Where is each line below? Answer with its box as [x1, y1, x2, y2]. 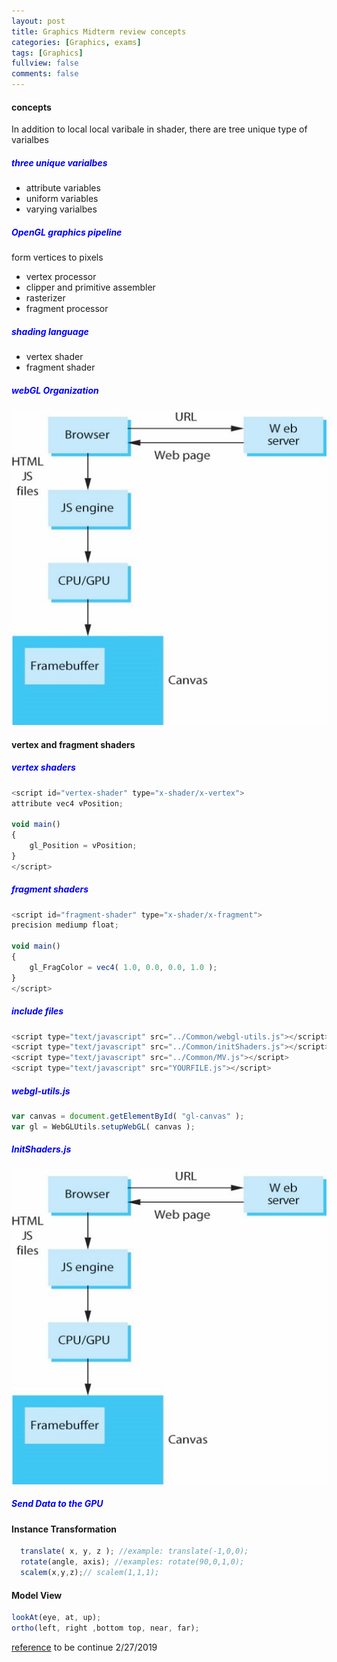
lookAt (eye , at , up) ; [11, 1613, 102, 1623]
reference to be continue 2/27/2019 [11, 1641, 158, 1653]
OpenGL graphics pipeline [11, 226, 123, 238]
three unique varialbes [11, 156, 108, 169]
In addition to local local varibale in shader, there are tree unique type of [11, 123, 308, 135]
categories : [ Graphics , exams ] [11, 37, 142, 47]
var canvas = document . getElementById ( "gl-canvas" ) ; [11, 1111, 245, 1122]
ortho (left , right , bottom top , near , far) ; [11, 1623, 200, 1634]
